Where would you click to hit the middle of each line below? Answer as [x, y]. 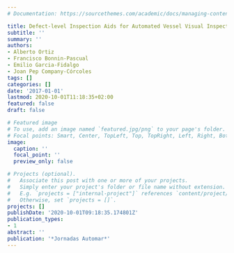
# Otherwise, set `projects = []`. [62, 200]
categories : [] [29, 84]
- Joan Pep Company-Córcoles [49, 71]
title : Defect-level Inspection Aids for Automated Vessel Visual [106, 26]
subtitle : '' [26, 33]
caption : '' [31, 149]
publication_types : [36, 220]
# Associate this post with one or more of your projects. [98, 181]
